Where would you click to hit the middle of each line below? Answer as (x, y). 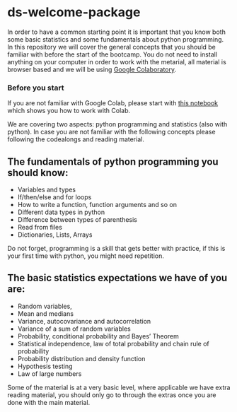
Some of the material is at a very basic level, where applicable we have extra (119, 387)
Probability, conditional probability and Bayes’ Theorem (98, 336)
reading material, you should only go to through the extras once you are (112, 395)
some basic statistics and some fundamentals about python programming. (116, 39)
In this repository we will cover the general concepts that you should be (111, 47)
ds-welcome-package (74, 12)
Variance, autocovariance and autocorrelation (84, 321)
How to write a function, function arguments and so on (97, 205)
